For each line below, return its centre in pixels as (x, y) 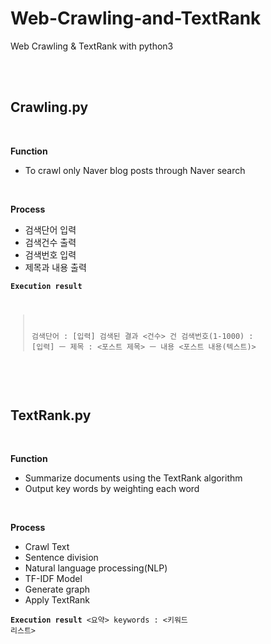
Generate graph (57, 589)
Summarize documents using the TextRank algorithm (133, 478)
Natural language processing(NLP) (96, 568)
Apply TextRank (57, 600)
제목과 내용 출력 (55, 267)
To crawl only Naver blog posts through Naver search (135, 170)
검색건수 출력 (50, 242)
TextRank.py (51, 415)
